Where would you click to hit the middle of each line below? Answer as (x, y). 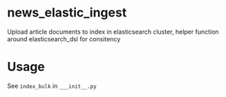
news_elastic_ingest (67, 13)
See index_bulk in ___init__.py (52, 86)
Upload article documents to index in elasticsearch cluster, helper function (113, 32)
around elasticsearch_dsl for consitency (64, 39)
